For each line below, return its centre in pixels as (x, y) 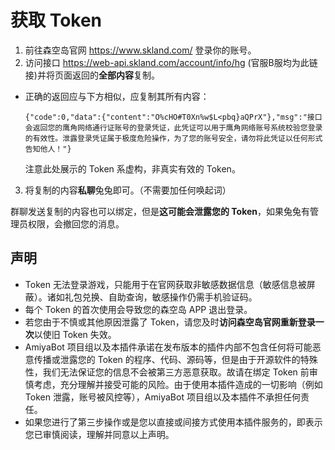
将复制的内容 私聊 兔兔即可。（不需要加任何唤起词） (128, 190)
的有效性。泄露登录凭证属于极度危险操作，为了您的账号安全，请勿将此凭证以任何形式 (173, 138)
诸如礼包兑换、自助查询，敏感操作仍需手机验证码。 (152, 297)
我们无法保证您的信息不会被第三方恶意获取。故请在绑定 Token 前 (176, 372)
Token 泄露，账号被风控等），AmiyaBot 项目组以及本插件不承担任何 (162, 397)
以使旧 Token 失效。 (75, 334)
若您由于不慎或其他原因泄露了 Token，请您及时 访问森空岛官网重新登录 (170, 322)
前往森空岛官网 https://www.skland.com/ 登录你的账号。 (140, 50)
